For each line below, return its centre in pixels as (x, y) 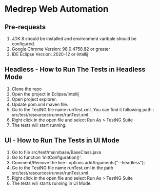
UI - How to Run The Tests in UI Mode (62, 141)
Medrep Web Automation (57, 9)
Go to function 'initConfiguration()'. (47, 157)
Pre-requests (25, 27)
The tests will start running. (39, 125)
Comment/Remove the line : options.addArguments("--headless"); (78, 162)
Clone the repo (27, 89)
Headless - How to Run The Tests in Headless (75, 69)
